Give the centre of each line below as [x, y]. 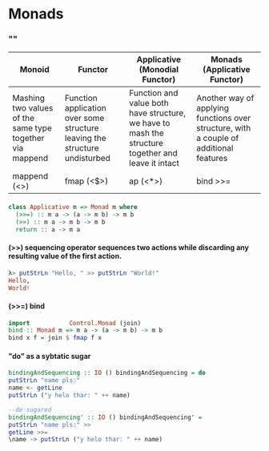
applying [213, 108]
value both [149, 103]
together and [153, 153]
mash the [147, 133]
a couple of [217, 139]
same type [32, 128]
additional [215, 148]
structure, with [223, 128]
